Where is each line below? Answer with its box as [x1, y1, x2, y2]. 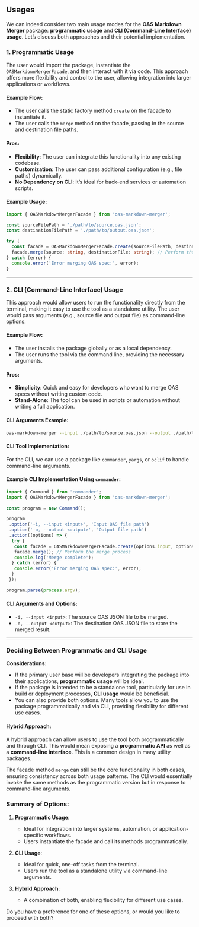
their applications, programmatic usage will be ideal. [14, 678, 145, 685]
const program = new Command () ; [6, 505, 86, 511]
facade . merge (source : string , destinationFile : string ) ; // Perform [11, 249, 184, 255]
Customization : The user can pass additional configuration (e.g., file [14, 166, 182, 173]
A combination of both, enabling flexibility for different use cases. [23, 896, 184, 903]
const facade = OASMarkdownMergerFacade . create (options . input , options [14, 543, 195, 549]
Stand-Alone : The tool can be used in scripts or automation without [14, 397, 181, 404]
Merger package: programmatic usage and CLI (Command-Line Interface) [6, 27, 191, 34]
